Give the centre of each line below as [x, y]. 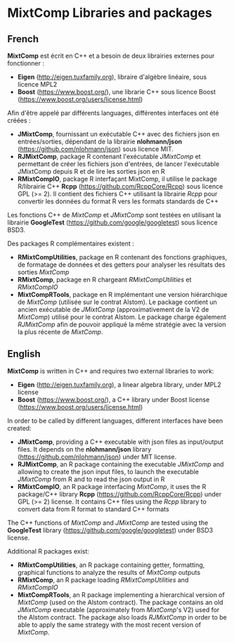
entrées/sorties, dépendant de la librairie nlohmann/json [100, 141]
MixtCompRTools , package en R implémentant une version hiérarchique [122, 294]
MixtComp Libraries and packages [110, 13]
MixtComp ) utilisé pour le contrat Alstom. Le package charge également [122, 317]
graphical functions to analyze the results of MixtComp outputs [109, 572]
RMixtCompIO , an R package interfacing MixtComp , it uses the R [112, 486]
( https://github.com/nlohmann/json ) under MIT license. [97, 457]
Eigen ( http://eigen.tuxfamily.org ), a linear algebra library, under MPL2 [119, 384]
